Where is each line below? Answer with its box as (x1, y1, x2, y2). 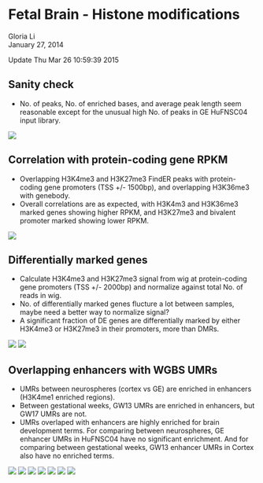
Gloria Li (8, 31, 35, 41)
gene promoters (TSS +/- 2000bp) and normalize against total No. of (19, 282, 243, 292)
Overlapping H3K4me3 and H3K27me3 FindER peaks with (19, 174, 209, 183)
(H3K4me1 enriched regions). (19, 393, 116, 402)
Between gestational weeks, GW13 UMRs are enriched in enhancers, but (19, 401, 255, 411)
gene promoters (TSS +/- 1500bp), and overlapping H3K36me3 (43, 183, 250, 192)
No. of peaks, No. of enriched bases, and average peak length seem (19, 98, 242, 108)
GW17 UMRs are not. (19, 409, 87, 418)
